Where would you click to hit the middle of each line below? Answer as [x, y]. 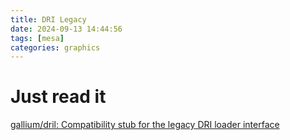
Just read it [58, 97]
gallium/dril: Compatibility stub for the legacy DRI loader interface [145, 125]
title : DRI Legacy [48, 19]
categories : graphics [55, 47]
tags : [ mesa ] [37, 38]
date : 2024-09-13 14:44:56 [66, 29]
